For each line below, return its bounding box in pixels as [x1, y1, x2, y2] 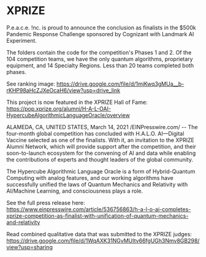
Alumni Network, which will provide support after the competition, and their [6, 143, 196, 150]
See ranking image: [6, 80, 55, 88]
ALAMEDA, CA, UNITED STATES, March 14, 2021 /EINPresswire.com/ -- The [6, 123, 198, 130]
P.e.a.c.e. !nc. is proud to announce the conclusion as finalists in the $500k [6, 24, 196, 31]
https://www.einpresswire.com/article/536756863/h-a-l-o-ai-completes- [6, 206, 191, 213]
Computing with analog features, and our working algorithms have [6, 174, 174, 181]
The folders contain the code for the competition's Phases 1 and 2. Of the [6, 48, 192, 56]
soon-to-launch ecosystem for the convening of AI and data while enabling [6, 149, 196, 157]
